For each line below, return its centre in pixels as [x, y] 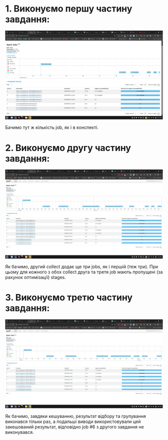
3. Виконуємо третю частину [69, 298]
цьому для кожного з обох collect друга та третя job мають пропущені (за [84, 272]
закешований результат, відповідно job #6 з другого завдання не [74, 427]
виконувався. [19, 432]
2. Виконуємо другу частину [68, 148]
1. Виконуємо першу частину [69, 9]
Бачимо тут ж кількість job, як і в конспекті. [52, 127]
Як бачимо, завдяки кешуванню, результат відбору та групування [76, 416]
